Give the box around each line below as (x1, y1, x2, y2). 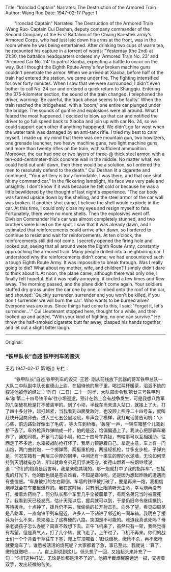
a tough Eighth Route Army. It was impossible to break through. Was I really (5, 259, 163, 265)
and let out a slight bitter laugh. (5, 324, 71, 330)
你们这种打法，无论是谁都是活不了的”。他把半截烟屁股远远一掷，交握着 (16, 555, 165, 561)
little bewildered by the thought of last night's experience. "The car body (5, 189, 158, 195)
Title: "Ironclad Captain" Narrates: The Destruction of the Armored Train (5, 5, 156, 10)
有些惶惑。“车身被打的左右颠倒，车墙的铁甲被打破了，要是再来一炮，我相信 (5, 479, 164, 485)
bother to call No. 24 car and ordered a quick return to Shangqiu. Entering (5, 86, 160, 91)
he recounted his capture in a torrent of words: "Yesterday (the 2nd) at (5, 48, 154, 54)
